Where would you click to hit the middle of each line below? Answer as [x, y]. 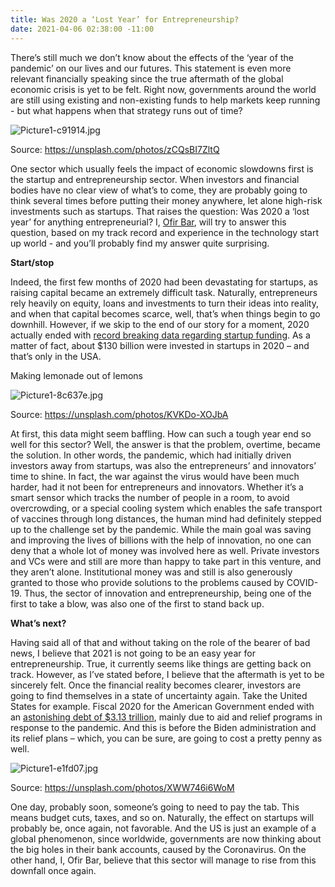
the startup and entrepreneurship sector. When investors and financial [155, 179]
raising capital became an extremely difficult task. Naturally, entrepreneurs [164, 292]
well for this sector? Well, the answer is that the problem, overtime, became [166, 444]
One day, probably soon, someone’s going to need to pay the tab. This [155, 807]
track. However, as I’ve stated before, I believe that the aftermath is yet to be [167, 674]
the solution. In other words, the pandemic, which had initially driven [151, 455]
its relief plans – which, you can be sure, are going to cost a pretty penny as [166, 738]
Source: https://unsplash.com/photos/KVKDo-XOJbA [119, 414]
